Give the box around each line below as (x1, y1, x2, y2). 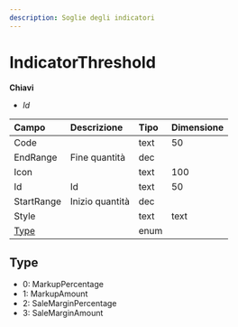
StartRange (14, 195, 61, 208)
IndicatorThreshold (9, 51, 156, 72)
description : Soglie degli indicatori (9, 13, 155, 23)
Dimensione (170, 121, 224, 134)
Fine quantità (69, 151, 126, 163)
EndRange (14, 151, 58, 163)
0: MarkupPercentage (22, 279, 104, 290)
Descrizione (69, 121, 124, 134)
